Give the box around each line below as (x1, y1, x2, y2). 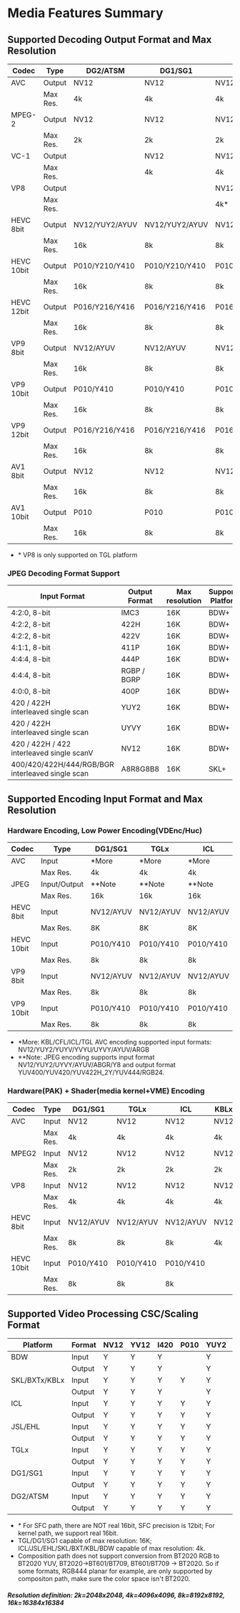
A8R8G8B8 (121, 764, 159, 774)
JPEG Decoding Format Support (7, 568, 120, 578)
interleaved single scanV (11, 748, 94, 758)
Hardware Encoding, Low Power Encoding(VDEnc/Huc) (7, 825, 202, 835)
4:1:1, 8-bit (11, 643, 51, 653)
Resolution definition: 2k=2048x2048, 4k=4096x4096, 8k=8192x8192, (7, 1591, 225, 1599)
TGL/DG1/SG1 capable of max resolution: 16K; (17, 1537, 152, 1545)
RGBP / (121, 666, 145, 676)
